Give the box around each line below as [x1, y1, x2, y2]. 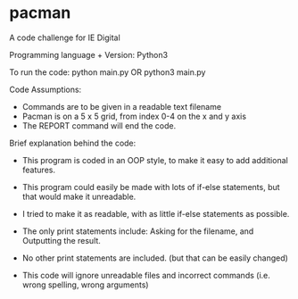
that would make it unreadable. [21, 191, 137, 202]
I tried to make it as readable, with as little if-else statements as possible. [21, 208, 290, 219]
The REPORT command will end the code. [21, 120, 177, 131]
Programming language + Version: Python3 [9, 49, 168, 60]
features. [21, 164, 56, 175]
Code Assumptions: [9, 84, 82, 95]
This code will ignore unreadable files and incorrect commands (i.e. [21, 270, 270, 280]
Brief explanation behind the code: [9, 137, 137, 148]
